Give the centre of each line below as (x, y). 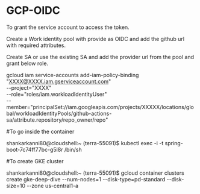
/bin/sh (73, 149)
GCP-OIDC (33, 11)
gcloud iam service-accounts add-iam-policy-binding (73, 75)
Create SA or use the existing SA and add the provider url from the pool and (100, 57)
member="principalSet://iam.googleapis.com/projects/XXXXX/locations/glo (100, 107)
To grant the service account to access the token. (68, 27)
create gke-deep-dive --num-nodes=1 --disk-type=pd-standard (86, 179)
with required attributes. (36, 45)
